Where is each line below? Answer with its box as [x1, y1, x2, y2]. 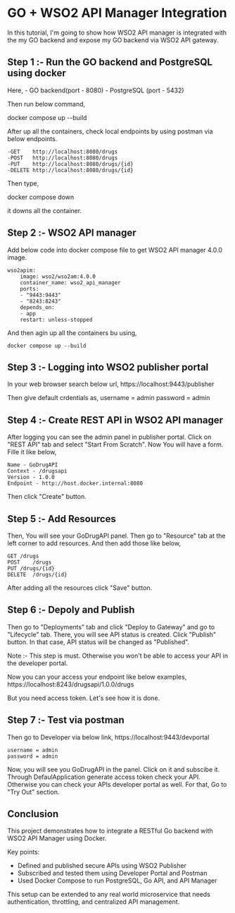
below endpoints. [7, 134, 58, 143]
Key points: [7, 848, 40, 857]
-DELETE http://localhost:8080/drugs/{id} [7, 167, 134, 174]
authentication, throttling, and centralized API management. [7, 897, 180, 906]
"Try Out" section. [7, 787, 60, 796]
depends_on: [20, 303, 55, 311]
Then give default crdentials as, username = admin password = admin [7, 394, 210, 402]
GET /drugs [7, 552, 39, 560]
